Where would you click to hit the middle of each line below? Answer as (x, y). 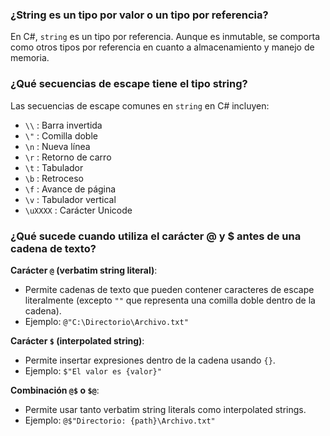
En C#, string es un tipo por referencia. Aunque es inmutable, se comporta (165, 37)
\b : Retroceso (54, 178)
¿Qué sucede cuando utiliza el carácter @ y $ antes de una (156, 236)
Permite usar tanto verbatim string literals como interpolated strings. (165, 409)
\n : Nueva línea (57, 146)
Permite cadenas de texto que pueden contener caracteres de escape (169, 289)
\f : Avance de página (70, 189)
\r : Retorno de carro (68, 157)
